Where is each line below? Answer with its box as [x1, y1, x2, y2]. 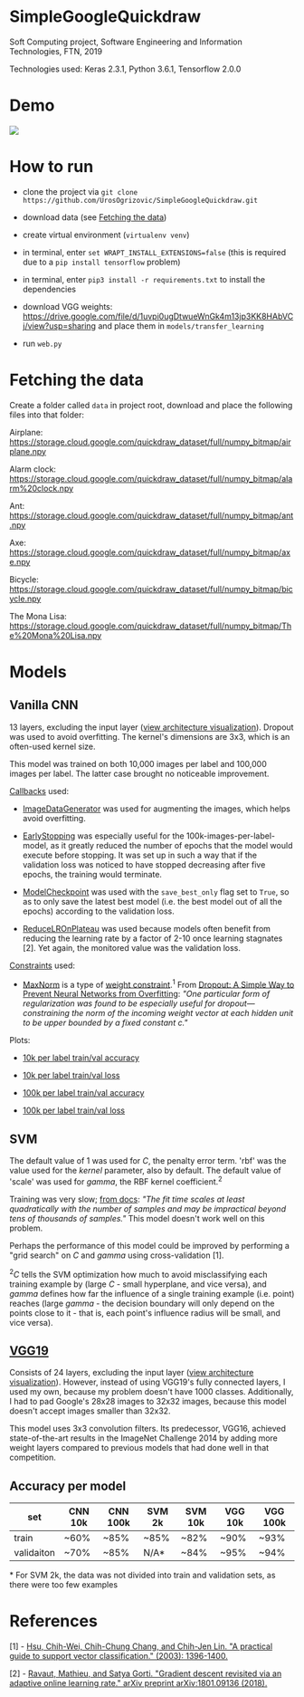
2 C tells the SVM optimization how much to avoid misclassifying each [9, 1267, 268, 1280]
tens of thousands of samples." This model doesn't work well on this [9, 1213, 265, 1223]
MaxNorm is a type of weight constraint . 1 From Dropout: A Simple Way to [22, 977, 295, 990]
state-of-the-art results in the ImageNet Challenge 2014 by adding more [9, 1433, 279, 1443]
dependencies [22, 283, 77, 294]
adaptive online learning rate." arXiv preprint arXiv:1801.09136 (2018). [9, 1678, 268, 1689]
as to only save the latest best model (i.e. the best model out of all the [22, 896, 282, 906]
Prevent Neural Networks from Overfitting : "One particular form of [22, 989, 271, 1000]
